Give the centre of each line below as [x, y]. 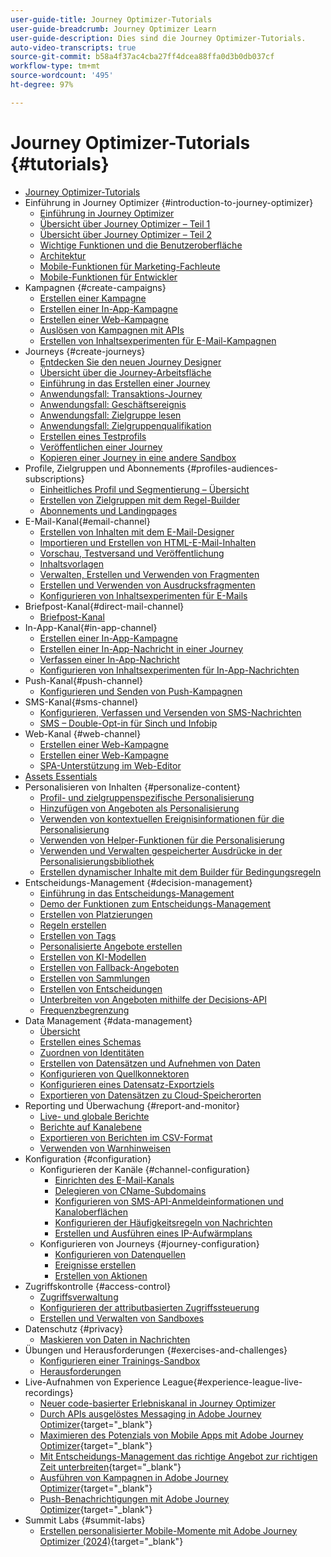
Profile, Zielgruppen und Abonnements [104, 468]
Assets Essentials [61, 776]
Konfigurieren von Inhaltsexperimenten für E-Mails [143, 595]
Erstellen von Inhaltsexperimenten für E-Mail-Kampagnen [158, 340]
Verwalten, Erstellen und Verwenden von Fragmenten [149, 574]
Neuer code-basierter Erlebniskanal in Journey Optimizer [158, 1403]
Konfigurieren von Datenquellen [120, 1254]
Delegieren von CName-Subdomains [130, 1190]
